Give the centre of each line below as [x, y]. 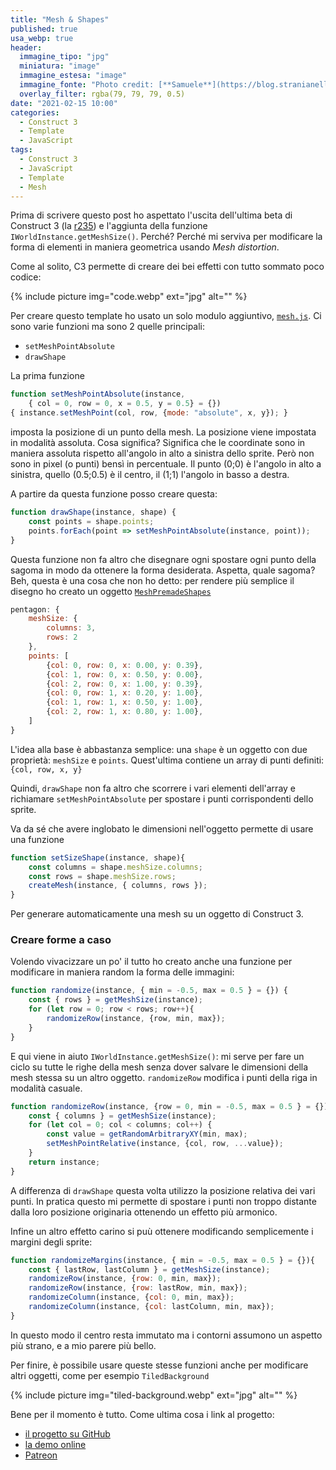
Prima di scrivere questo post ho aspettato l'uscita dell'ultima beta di [151, 215]
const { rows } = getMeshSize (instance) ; [115, 1000]
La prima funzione [47, 376]
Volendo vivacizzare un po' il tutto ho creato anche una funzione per [151, 962]
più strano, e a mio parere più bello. [83, 1345]
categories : [35, 112]
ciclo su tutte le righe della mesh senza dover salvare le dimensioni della [159, 1067]
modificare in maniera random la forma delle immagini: [122, 972]
